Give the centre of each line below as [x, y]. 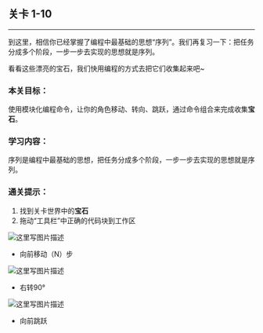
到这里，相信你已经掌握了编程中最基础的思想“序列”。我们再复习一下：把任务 [131, 42]
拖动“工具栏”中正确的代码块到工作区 [77, 220]
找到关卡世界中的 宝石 [54, 210]
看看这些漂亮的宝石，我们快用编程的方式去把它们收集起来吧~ [106, 68]
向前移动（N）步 [46, 254]
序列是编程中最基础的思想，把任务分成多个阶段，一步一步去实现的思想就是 [128, 160]
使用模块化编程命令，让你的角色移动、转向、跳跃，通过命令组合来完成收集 [128, 109]
